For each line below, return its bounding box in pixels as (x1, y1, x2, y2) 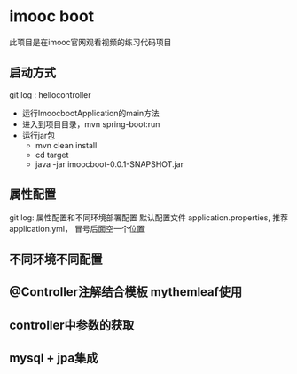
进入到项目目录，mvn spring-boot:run (21, 118, 160, 130)
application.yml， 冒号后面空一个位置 (9, 223, 145, 234)
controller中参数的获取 (9, 317, 135, 332)
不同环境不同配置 (9, 251, 103, 267)
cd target (35, 149, 69, 160)
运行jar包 (21, 130, 56, 140)
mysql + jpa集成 (9, 351, 98, 366)
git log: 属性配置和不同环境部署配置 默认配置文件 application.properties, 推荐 (9, 211, 288, 223)
